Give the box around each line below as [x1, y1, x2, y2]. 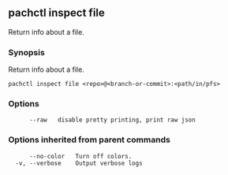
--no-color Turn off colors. [28, 152, 133, 160]
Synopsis [8, 47, 45, 58]
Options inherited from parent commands [8, 134, 171, 145]
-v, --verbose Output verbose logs [15, 159, 144, 167]
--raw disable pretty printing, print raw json [28, 116, 196, 125]
